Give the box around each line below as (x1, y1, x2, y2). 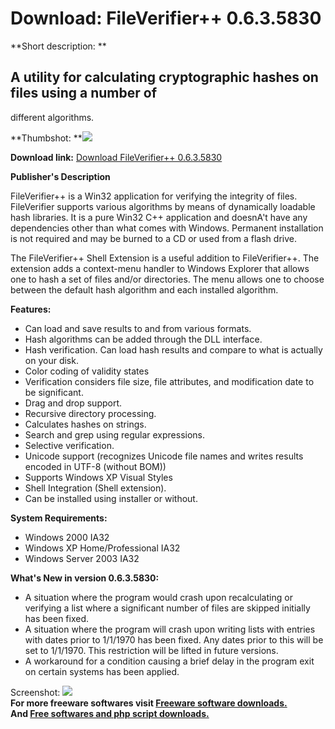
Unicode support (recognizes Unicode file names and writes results (24, 450, 304, 462)
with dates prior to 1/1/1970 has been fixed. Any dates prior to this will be (24, 633, 324, 646)
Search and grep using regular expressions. (24, 428, 206, 441)
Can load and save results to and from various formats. (24, 322, 252, 334)
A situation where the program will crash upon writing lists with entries (24, 623, 316, 635)
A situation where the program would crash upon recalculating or (24, 591, 293, 603)
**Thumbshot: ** (10, 132, 83, 144)
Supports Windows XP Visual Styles (24, 471, 173, 483)
